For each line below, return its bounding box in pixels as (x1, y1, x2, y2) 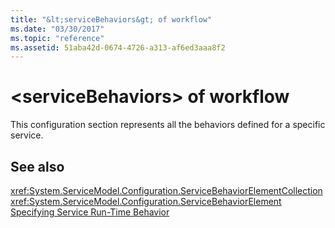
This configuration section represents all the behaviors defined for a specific (10, 119, 326, 131)
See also (10, 158, 65, 175)
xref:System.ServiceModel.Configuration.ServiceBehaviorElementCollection (10, 185, 323, 196)
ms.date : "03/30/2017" (10, 24, 105, 34)
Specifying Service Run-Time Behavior (10, 206, 170, 218)
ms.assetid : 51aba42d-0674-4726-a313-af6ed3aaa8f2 (10, 42, 226, 53)
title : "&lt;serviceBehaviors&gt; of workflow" (10, 14, 213, 25)
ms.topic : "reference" (10, 33, 105, 43)
